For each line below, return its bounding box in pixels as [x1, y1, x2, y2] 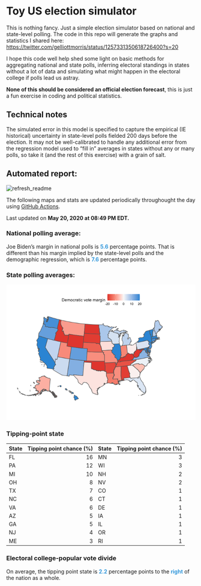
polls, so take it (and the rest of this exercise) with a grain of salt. [6, 151, 166, 158]
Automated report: [6, 168, 78, 179]
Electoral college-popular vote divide [6, 554, 117, 563]
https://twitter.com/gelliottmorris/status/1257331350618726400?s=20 [6, 43, 179, 51]
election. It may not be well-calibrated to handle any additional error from [6, 138, 187, 146]
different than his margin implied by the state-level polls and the [6, 249, 164, 256]
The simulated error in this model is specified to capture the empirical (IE [6, 125, 186, 133]
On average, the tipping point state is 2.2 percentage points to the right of [6, 567, 190, 575]
